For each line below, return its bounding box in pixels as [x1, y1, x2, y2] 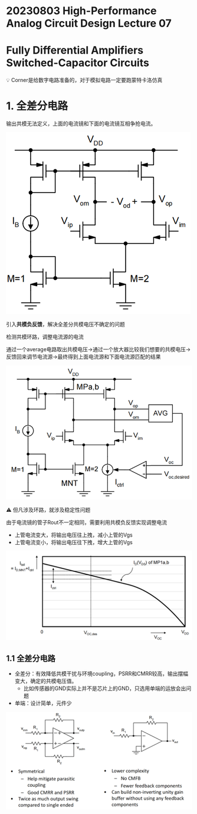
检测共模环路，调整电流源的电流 [6, 334, 84, 341]
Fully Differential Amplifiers [6, 44, 144, 57]
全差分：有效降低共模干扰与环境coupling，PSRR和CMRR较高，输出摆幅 [14, 670, 189, 677]
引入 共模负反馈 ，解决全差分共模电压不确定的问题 [6, 321, 125, 328]
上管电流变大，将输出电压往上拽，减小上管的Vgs [14, 531, 133, 538]
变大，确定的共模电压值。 [14, 677, 77, 684]
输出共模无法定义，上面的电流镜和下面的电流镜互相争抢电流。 [6, 120, 156, 128]
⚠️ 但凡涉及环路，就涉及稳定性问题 [6, 506, 91, 513]
